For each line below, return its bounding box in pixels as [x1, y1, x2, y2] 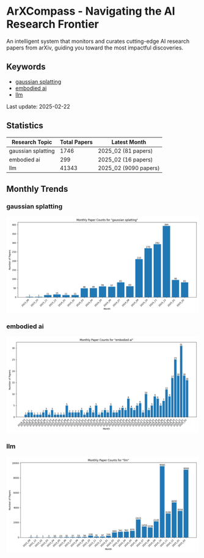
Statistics [6, 120, 44, 131]
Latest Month [111, 139, 147, 146]
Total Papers [60, 139, 93, 146]
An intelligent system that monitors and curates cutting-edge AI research [6, 37, 190, 45]
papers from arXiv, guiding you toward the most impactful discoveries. [6, 44, 184, 51]
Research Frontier [6, 17, 100, 31]
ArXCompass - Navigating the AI [6, 4, 175, 18]
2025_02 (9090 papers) [97, 164, 160, 172]
